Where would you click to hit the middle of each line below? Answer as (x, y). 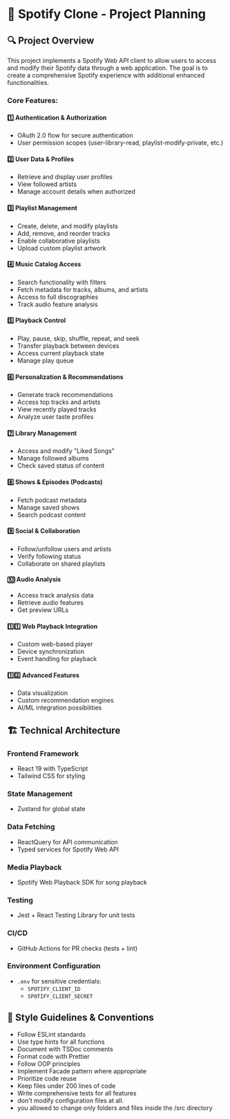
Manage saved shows (48, 507)
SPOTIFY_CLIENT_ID (54, 989)
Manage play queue (46, 360)
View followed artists (47, 184)
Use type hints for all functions (61, 1042)
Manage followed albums (53, 459)
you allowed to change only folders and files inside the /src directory (115, 1108)
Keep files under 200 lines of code (66, 1086)
